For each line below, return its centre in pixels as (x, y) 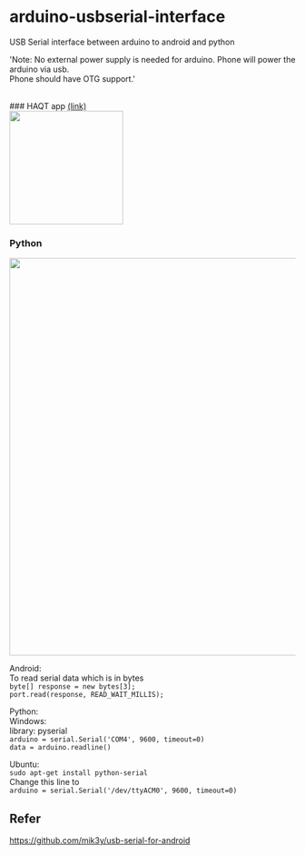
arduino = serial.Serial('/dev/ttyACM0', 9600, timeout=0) (123, 791)
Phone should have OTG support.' (73, 78)
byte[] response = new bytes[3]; (73, 687)
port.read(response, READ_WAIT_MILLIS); (87, 695)
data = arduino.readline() (60, 748)
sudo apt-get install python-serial (79, 773)
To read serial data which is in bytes (77, 678)
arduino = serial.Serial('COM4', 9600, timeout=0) (107, 740)
